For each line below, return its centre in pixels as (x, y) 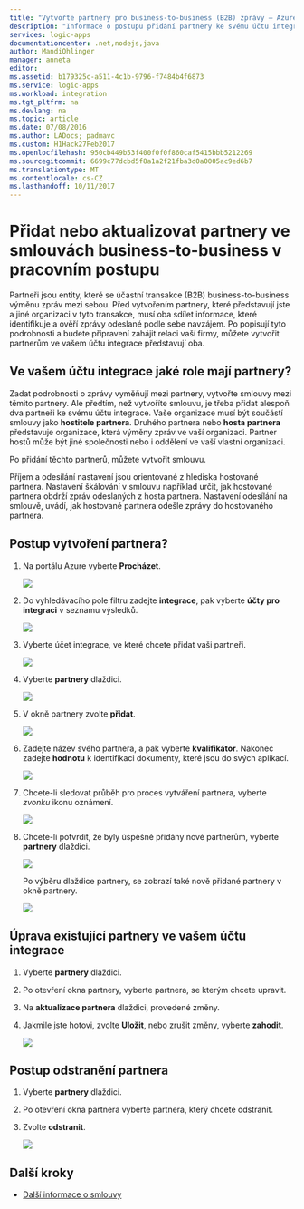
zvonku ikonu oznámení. (68, 802)
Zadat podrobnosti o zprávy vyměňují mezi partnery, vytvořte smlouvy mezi (151, 393)
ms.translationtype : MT (54, 170)
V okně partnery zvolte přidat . (79, 714)
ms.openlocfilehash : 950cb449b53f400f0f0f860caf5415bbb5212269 (131, 152)
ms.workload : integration (58, 93)
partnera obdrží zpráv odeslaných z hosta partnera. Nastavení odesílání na (148, 496)
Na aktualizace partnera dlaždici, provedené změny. (121, 1007)
